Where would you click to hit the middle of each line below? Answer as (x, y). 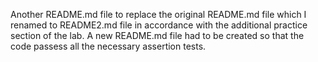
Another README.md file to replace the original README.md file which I (158, 14)
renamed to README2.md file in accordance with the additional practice (159, 25)
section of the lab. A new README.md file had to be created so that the (157, 35)
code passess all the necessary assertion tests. (108, 46)
